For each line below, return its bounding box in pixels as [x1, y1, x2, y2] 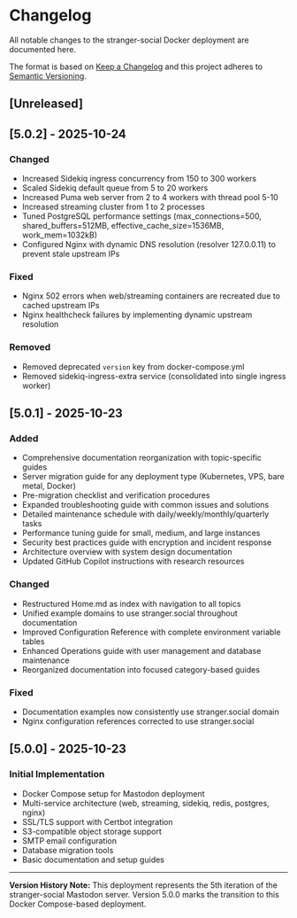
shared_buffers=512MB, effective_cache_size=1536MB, [21, 221, 225, 231]
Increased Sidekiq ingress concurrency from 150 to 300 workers [21, 174, 257, 184]
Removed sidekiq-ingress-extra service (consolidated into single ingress [21, 370, 287, 381]
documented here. [9, 43, 77, 54]
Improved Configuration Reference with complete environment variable [21, 626, 281, 637]
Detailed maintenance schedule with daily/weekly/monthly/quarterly [21, 509, 270, 519]
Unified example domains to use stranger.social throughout [21, 608, 239, 618]
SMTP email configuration [21, 835, 118, 846]
